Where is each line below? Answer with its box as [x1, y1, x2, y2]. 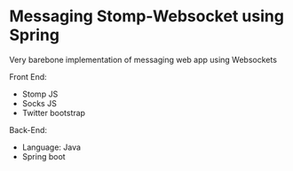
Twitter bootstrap [21, 107, 86, 118]
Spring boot [21, 151, 66, 161]
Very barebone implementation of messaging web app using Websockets [9, 54, 278, 65]
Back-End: [9, 124, 47, 135]
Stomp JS [21, 89, 59, 99]
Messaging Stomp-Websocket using [9, 6, 284, 27]
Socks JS [21, 97, 58, 108]
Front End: [9, 71, 47, 82]
